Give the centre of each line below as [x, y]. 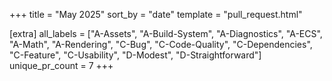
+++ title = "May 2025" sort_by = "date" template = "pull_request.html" [156, 14]
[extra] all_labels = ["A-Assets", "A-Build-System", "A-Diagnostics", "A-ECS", [166, 33]
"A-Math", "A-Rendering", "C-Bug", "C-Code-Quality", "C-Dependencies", [161, 44]
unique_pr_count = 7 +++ [61, 65]
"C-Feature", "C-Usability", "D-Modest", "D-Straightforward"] [135, 55]
